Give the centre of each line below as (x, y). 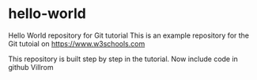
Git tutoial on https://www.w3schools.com (77, 43)
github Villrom (31, 67)
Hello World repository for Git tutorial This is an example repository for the (129, 35)
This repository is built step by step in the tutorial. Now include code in (123, 59)
